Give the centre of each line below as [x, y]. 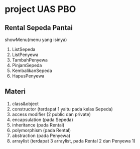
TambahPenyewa [30, 60]
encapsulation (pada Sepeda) [42, 119]
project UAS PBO [40, 9]
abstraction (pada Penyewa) [41, 135]
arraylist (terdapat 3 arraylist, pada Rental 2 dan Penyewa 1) [74, 140]
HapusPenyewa [28, 76]
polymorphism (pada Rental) [41, 130]
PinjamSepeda [27, 65]
